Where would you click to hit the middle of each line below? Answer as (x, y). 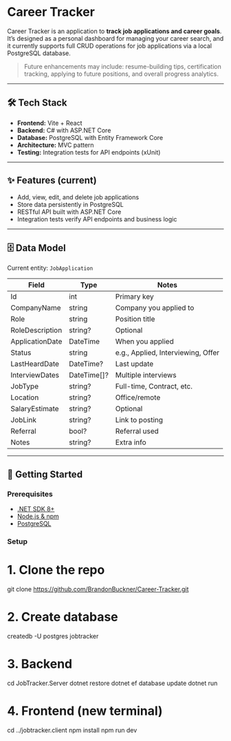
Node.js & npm (38, 516)
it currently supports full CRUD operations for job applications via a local (109, 46)
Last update (134, 364)
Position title (135, 319)
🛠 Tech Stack (37, 103)
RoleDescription (36, 330)
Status (21, 353)
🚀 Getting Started (45, 474)
